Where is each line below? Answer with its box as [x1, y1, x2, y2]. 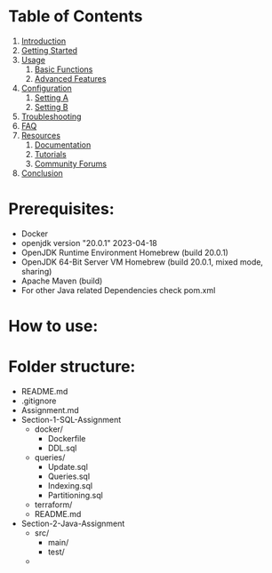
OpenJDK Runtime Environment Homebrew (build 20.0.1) [20, 247, 228, 258]
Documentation [34, 139, 92, 150]
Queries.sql [47, 471, 91, 481]
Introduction [20, 36, 67, 46]
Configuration [20, 83, 72, 93]
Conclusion [20, 167, 63, 179]
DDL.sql [47, 442, 77, 453]
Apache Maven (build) [20, 275, 103, 286]
